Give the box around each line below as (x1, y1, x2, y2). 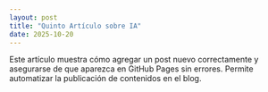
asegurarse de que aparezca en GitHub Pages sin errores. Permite (9, 63, 254, 74)
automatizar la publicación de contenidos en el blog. (9, 73, 202, 84)
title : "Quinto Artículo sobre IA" (9, 21, 142, 30)
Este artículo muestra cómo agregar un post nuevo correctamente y (9, 54, 259, 65)
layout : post (9, 13, 58, 22)
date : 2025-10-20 (9, 29, 74, 38)
